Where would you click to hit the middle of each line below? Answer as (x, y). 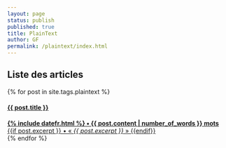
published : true (31, 27)
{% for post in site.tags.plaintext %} (59, 91)
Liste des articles (45, 75)
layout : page (26, 14)
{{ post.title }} (28, 108)
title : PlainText (33, 33)
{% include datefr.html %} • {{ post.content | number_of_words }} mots (113, 123)
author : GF (23, 40)
